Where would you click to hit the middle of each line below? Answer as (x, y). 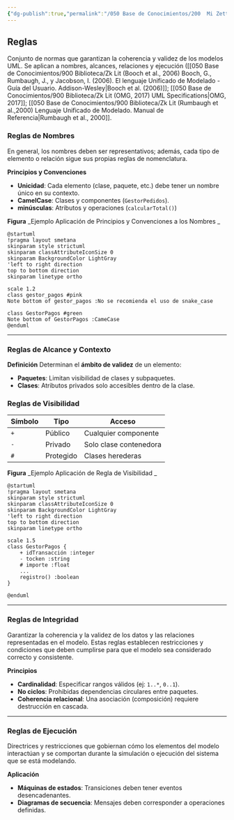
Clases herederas (113, 456)
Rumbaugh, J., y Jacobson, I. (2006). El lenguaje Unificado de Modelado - (114, 81)
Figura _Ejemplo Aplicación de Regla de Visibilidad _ (82, 473)
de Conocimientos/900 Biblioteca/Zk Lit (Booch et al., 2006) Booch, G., (110, 73)
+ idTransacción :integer (57, 553)
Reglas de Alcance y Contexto (59, 349)
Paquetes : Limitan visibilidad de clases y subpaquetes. (96, 378)
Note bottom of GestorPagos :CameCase (63, 319)
